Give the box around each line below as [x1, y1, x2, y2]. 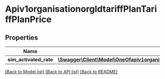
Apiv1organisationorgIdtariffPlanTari [5, 3, 157, 15]
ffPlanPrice [5, 14, 52, 25]
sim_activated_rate [7, 56, 53, 63]
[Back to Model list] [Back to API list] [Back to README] [5, 69, 118, 75]
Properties [5, 33, 38, 42]
